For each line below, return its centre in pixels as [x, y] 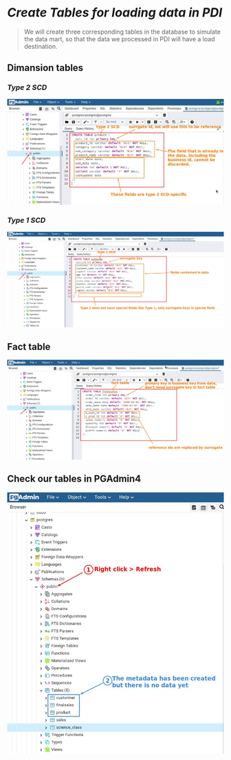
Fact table [29, 346]
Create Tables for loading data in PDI [115, 13]
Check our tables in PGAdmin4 [74, 479]
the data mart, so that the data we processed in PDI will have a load [119, 39]
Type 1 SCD [26, 220]
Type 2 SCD [27, 87]
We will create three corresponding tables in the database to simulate [122, 32]
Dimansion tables [45, 68]
